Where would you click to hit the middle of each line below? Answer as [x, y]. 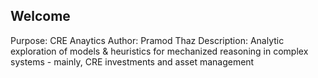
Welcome [40, 16]
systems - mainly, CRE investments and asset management [132, 61]
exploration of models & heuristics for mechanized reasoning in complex [159, 51]
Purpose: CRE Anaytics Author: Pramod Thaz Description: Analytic [147, 40]
